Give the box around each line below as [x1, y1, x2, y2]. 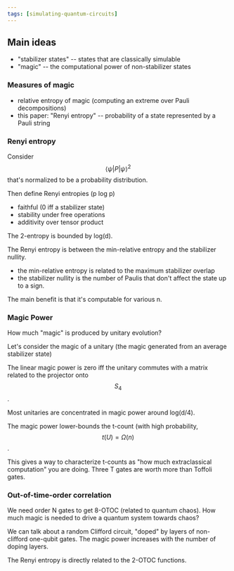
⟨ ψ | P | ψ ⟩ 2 [105, 164, 131, 173]
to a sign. [17, 281, 45, 290]
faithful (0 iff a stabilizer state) [17, 202, 105, 211]
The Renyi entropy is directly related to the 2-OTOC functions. [7, 556, 187, 565]
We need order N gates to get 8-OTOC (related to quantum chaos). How [7, 506, 216, 515]
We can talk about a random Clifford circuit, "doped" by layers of [7, 527, 195, 536]
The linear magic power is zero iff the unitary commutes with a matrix [7, 363, 209, 372]
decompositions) [17, 104, 67, 112]
